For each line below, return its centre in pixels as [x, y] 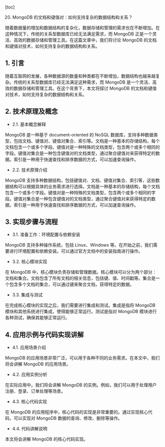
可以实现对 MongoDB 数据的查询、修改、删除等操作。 [68, 418]
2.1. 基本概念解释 [29, 124]
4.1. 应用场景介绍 [29, 348]
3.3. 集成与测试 [27, 295]
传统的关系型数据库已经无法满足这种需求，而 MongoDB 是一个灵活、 [83, 82]
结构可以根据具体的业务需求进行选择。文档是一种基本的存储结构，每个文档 [84, 186]
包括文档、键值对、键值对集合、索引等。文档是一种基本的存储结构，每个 [87, 141]
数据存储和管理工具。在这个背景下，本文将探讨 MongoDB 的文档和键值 [85, 88]
